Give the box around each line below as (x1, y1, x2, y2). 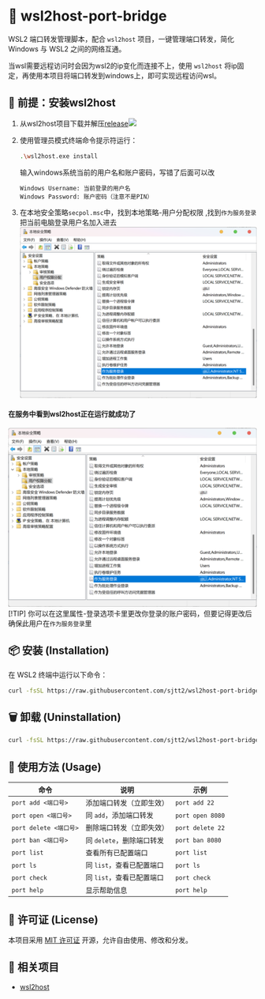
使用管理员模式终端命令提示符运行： (19, 135, 138, 145)
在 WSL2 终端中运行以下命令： (8, 669, 108, 679)
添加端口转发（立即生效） (85, 797, 169, 807)
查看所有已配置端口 (85, 847, 148, 857)
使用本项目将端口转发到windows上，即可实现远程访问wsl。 (28, 70, 221, 80)
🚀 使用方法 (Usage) (8, 760, 102, 774)
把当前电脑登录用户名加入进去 (19, 217, 117, 228)
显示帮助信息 (85, 885, 128, 895)
